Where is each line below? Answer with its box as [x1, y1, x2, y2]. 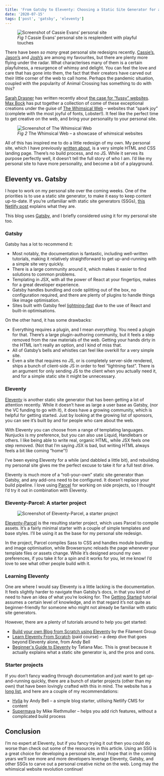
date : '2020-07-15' [5, 12, 45, 17]
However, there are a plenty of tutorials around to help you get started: [5, 619, 147, 625]
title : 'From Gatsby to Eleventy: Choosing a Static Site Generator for [5, 7, 156, 12]
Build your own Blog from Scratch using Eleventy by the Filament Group [12, 629, 157, 634]
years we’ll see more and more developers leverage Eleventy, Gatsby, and [5, 756, 154, 762]
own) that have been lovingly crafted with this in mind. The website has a [5, 683, 152, 689]
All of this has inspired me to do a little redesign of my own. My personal [5, 140, 150, 146]
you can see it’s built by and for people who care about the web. [5, 417, 134, 423]
